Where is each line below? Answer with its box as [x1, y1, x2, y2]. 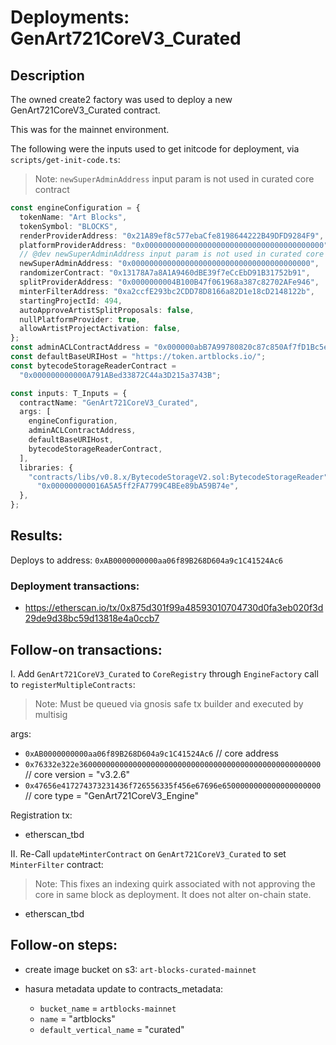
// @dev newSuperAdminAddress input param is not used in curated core [19, 249, 325, 260]
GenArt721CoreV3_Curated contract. [10, 104, 161, 116]
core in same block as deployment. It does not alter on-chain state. [34, 888, 312, 900]
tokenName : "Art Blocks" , [19, 212, 128, 222]
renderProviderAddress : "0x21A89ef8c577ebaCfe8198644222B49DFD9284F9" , [19, 231, 325, 241]
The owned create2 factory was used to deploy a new [10, 94, 233, 105]
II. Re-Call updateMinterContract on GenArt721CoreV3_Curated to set [10, 847, 287, 860]
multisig [34, 708, 68, 720]
